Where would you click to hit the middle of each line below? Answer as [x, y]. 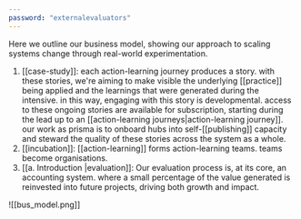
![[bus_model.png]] [45, 204]
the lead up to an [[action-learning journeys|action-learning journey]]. [152, 119]
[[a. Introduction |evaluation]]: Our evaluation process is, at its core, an [154, 167]
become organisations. [65, 158]
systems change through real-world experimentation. [108, 53]
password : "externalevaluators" [70, 18]
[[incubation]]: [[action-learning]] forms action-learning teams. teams [152, 148]
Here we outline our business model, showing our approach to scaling [140, 44]
